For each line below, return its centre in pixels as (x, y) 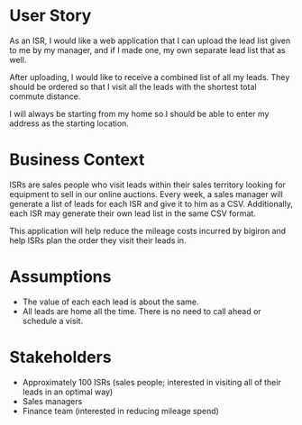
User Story (50, 16)
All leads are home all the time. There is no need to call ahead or (142, 311)
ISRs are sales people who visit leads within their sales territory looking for (148, 185)
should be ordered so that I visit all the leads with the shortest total (133, 86)
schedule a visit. (53, 321)
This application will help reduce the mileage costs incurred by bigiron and (148, 231)
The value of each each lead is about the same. (110, 302)
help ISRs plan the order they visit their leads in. (98, 240)
